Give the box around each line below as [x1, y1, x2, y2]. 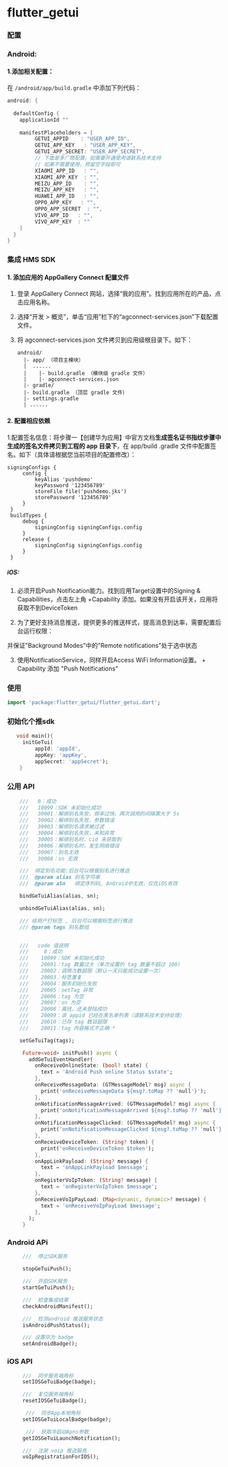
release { [22, 536, 51, 542]
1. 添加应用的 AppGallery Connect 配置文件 [7, 273, 129, 281]
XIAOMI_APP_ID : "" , [34, 167, 99, 174]
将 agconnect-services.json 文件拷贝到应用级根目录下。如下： [16, 336, 193, 344]
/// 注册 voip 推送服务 [22, 1447, 87, 1454]
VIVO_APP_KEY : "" [34, 218, 90, 225]
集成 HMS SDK [7, 255, 56, 264]
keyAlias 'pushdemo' [34, 476, 94, 483]
